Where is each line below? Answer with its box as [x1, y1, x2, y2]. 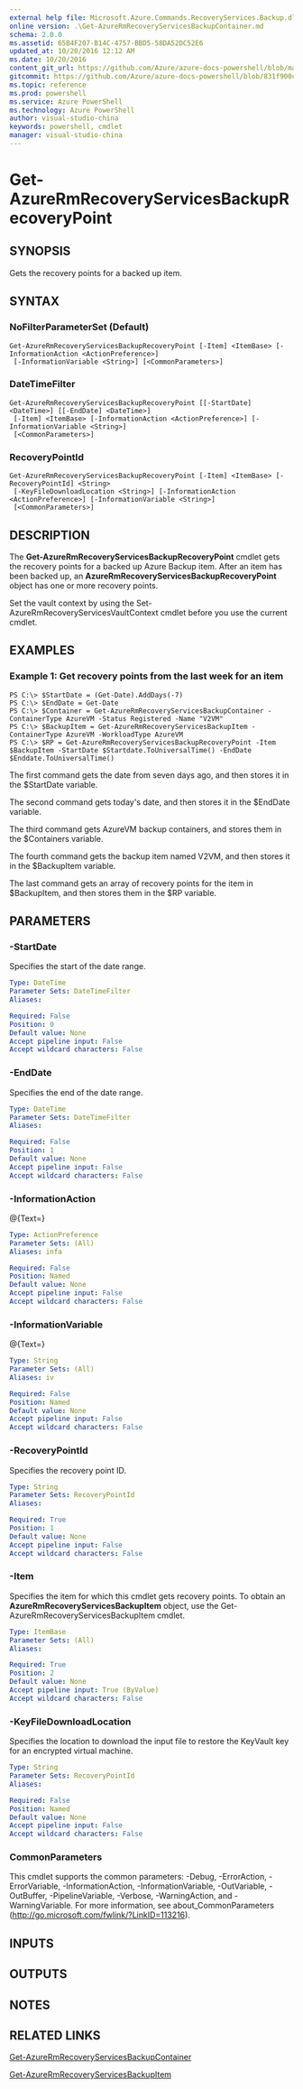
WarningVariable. [9, 1900, 74, 1911]
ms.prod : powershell [9, 88, 87, 97]
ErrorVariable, [9, 1881, 61, 1891]
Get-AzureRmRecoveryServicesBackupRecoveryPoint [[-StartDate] [9, 398, 252, 407]
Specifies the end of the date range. [9, 1086, 143, 1097]
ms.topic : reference [9, 80, 87, 89]
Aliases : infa [9, 1247, 63, 1256]
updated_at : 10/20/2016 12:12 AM [9, 47, 135, 56]
